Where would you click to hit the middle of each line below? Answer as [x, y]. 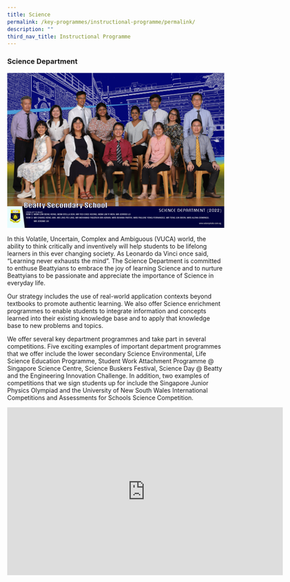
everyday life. [27, 283]
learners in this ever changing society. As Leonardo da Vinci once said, [108, 254]
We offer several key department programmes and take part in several [107, 339]
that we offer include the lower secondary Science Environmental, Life [107, 354]
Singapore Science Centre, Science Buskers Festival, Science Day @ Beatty [115, 369]
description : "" [30, 29]
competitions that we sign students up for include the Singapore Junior [108, 383]
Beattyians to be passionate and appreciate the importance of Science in [111, 275]
